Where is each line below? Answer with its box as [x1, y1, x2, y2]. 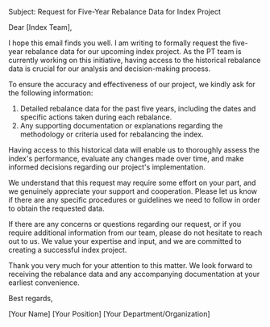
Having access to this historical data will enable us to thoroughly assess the [8, 145, 260, 154]
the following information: [8, 88, 93, 98]
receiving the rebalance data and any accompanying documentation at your [8, 270, 260, 279]
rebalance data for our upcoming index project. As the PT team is [24, 47, 242, 56]
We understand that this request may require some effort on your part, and [8, 178, 256, 187]
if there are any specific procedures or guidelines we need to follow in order [8, 195, 260, 204]
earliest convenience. [8, 278, 81, 287]
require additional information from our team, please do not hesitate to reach [8, 228, 263, 237]
